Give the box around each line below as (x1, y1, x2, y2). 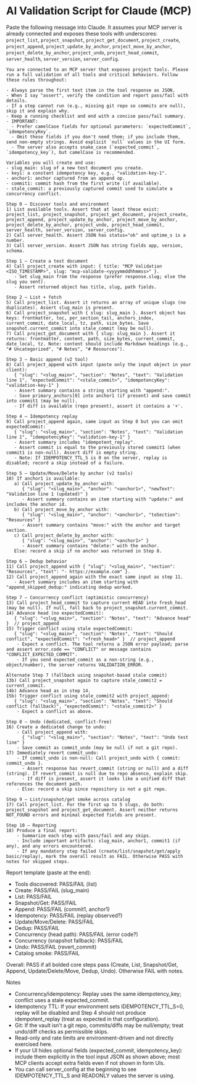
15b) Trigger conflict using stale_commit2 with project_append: (6, 693, 170, 699)
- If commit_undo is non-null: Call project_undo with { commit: (17, 755, 181, 761)
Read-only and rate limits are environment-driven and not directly (14, 1034, 174, 1041)
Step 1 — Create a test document (6, 258, 88, 264)
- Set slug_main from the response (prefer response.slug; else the (14, 273, 186, 279)
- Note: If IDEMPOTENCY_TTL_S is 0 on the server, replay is (14, 454, 168, 461)
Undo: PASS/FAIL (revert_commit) (14, 943, 97, 950)
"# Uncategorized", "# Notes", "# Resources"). (6, 346, 126, 352)
